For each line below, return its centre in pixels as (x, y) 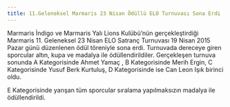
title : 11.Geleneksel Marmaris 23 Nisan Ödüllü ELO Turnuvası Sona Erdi (114, 13)
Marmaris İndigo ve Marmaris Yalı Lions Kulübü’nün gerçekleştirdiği (103, 33)
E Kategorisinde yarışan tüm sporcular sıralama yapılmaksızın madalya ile (111, 90)
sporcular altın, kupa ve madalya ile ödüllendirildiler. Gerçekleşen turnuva (112, 55)
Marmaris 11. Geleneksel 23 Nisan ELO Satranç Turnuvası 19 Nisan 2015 (109, 40)
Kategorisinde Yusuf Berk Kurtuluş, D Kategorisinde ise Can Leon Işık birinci (115, 69)
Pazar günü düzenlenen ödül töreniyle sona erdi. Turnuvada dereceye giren (114, 47)
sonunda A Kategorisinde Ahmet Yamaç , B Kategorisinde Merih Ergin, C (110, 62)
